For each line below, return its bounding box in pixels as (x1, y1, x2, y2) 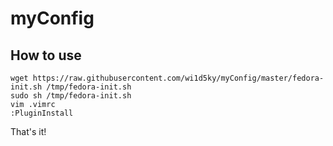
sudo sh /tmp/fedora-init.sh (10, 91, 132, 101)
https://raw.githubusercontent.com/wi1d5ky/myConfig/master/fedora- (32, 73, 325, 83)
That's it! (10, 126, 47, 137)
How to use (10, 47, 82, 64)
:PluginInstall (10, 108, 74, 118)
